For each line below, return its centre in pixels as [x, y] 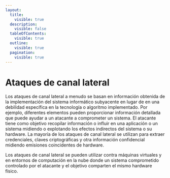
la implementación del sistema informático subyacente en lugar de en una [82, 102]
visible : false [30, 29]
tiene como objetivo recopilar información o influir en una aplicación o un [82, 124]
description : [24, 24]
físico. [12, 171]
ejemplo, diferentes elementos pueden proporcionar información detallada [83, 113]
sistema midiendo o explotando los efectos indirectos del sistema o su [79, 129]
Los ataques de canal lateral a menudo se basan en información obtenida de [85, 97]
